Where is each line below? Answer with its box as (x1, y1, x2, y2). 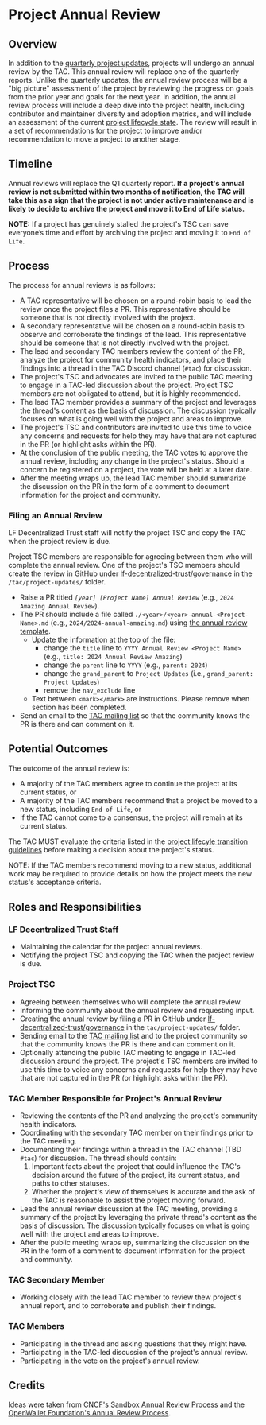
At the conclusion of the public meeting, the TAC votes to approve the (19, 448, 249, 457)
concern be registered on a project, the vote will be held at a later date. (19, 464, 253, 474)
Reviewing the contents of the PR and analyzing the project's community (19, 1111, 258, 1120)
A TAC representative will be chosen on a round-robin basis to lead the (19, 296, 252, 305)
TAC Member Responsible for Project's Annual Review (8, 1093, 222, 1104)
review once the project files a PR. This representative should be (19, 304, 232, 313)
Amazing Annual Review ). (19, 600, 100, 610)
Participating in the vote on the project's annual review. (19, 1356, 200, 1365)
